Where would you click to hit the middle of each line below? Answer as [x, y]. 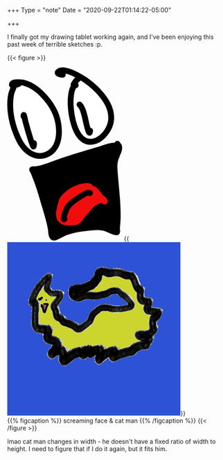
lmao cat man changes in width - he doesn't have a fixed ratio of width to [111, 441]
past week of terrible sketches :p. [55, 44]
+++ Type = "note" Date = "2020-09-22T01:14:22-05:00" [89, 10]
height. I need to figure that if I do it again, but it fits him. [87, 449]
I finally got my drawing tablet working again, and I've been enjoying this [110, 37]
